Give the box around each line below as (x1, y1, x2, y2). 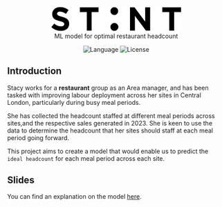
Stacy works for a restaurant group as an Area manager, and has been (7, 83, 209, 92)
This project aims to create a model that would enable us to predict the (7, 147, 209, 155)
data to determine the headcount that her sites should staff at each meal (7, 126, 213, 135)
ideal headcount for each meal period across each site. (7, 154, 165, 162)
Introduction (7, 66, 62, 77)
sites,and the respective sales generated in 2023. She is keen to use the (7, 119, 213, 127)
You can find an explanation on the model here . (7, 193, 142, 201)
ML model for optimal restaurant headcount (54, 32, 178, 40)
